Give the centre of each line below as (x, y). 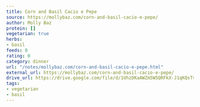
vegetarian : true (28, 34)
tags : (13, 84)
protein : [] (21, 28)
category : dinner (28, 61)
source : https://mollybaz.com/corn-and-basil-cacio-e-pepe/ (82, 17)
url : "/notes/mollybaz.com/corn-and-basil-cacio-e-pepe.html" (85, 67)
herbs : (14, 39)
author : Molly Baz (29, 23)
